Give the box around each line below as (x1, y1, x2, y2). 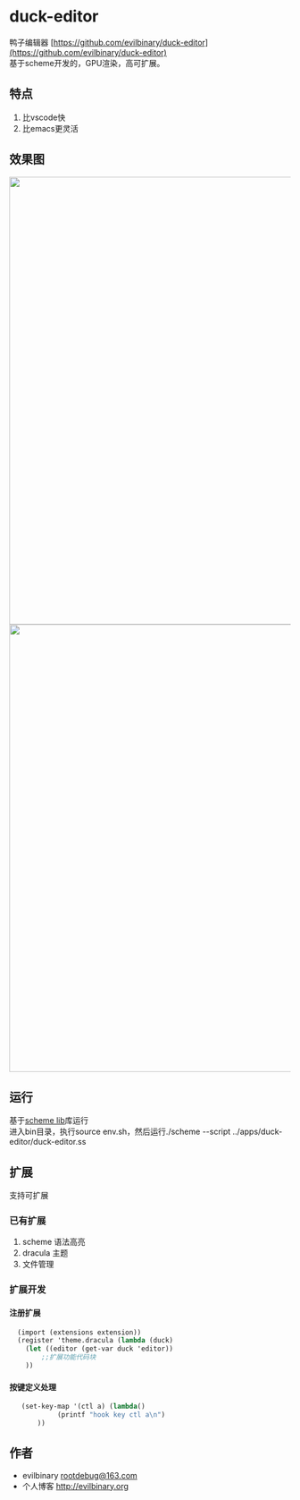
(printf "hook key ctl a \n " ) (56, 1411, 166, 1419)
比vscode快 (21, 112, 66, 123)
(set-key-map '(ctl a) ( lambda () (21, 1402, 146, 1411)
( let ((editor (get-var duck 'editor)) (25, 1344, 174, 1353)
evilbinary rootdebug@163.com (21, 1470, 138, 1480)
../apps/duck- (232, 1126, 283, 1138)
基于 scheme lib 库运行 (9, 1115, 89, 1126)
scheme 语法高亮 (21, 1237, 86, 1248)
